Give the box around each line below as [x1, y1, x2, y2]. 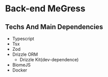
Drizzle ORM [12, 51, 38, 57]
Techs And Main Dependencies [5, 23, 104, 31]
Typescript [12, 36, 35, 41]
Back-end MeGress [5, 3, 85, 14]
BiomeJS [12, 62, 31, 68]
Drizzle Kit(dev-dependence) [19, 57, 79, 62]
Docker [12, 67, 28, 73]
